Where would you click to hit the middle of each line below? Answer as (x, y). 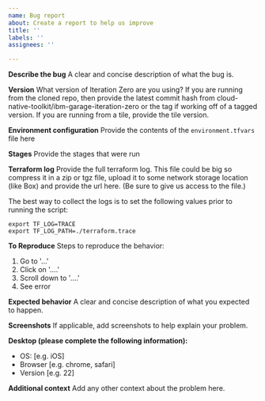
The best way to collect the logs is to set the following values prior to (121, 202)
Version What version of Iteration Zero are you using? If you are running (126, 90)
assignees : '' (32, 45)
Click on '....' (40, 270)
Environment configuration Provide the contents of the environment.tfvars (132, 131)
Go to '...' (34, 261)
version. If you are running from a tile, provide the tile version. (109, 115)
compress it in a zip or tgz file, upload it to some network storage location (128, 178)
